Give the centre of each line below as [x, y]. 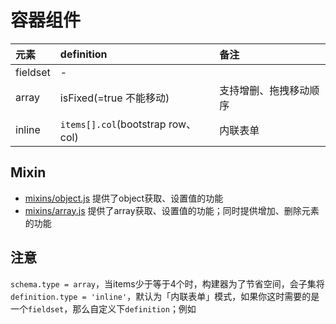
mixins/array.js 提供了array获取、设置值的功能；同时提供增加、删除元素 [172, 210]
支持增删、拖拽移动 [264, 90]
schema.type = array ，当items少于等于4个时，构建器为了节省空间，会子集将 [167, 283]
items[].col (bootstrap [113, 124]
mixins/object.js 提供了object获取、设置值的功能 [124, 198]
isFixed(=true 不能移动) [114, 98]
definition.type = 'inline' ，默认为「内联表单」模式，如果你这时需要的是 [165, 296]
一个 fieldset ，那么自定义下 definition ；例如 [103, 308]
